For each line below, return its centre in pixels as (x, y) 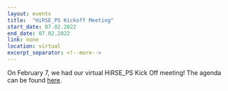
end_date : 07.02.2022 (39, 33)
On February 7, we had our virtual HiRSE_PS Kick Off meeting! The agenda (114, 72)
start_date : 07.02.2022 (42, 27)
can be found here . (35, 80)
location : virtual (34, 46)
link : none (23, 40)
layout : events (29, 14)
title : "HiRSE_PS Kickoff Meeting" (60, 20)
